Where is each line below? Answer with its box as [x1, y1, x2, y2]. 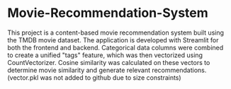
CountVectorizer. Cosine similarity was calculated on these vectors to [7, 58, 210, 66]
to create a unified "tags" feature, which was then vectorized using [7, 51, 203, 59]
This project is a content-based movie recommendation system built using [7, 28, 225, 37]
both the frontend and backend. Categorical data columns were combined [7, 43, 224, 52]
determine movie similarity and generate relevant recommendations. [7, 66, 207, 74]
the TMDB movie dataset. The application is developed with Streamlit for [7, 35, 219, 44]
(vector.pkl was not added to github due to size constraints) [7, 73, 182, 82]
